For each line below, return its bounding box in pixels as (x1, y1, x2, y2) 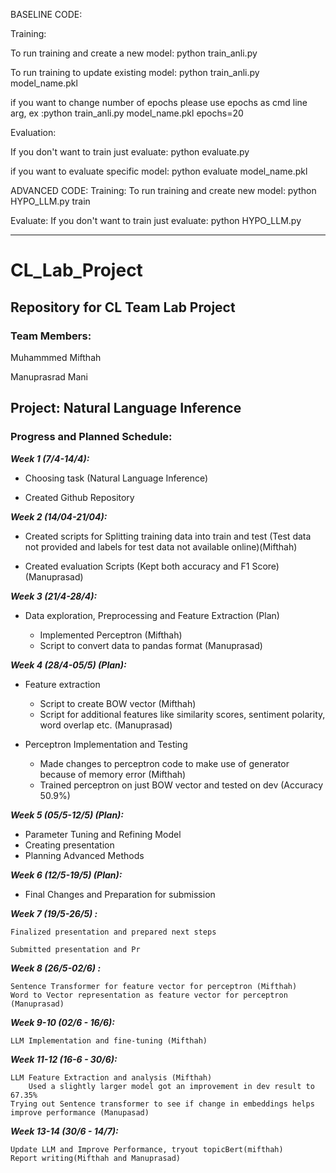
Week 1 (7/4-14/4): (10, 452, 90, 464)
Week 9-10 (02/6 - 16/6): (10, 1016, 115, 1028)
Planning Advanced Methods (24, 849, 145, 861)
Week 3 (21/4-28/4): (10, 590, 98, 602)
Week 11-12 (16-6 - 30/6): (10, 1053, 118, 1065)
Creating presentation (24, 839, 115, 851)
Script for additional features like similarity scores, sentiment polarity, (39, 708, 326, 720)
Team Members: (10, 329, 92, 343)
